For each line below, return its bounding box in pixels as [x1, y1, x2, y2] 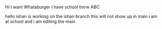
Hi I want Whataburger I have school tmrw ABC [5, 4, 100, 10]
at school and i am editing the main [5, 19, 76, 24]
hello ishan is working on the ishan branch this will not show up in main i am [5, 14, 158, 19]
